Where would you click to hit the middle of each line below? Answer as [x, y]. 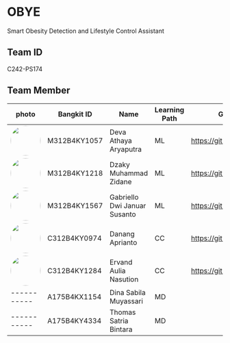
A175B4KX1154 [75, 296]
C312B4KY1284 [75, 270]
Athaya [120, 140]
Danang [122, 233]
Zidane [120, 181]
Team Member [39, 91]
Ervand [121, 262]
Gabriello [124, 197]
